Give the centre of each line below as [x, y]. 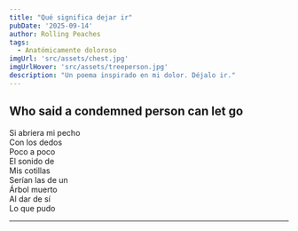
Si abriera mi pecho [45, 132]
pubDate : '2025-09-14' [51, 26]
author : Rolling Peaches [55, 34]
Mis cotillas [30, 171]
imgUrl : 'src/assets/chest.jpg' [69, 59]
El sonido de [32, 161]
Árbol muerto [33, 189]
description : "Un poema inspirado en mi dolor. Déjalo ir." [123, 76]
